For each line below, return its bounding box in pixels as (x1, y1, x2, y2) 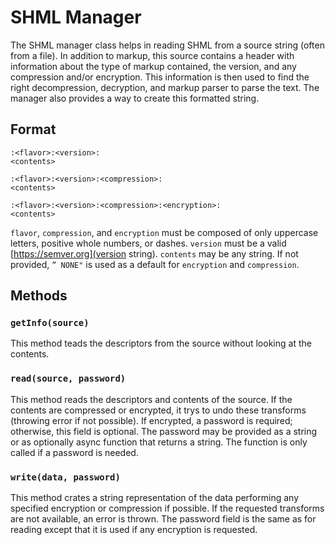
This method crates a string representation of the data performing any (10, 492, 300, 504)
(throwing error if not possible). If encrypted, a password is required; (10, 414, 293, 426)
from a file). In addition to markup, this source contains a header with (10, 49, 295, 61)
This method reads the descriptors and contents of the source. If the (10, 393, 293, 405)
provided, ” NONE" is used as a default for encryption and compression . (10, 258, 300, 270)
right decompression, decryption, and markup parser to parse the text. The (10, 81, 320, 93)
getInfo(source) (10, 317, 90, 329)
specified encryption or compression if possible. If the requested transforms (10, 502, 325, 515)
